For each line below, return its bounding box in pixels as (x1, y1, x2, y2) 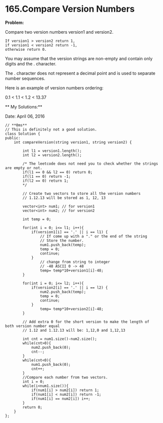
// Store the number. (40, 238, 84, 243)
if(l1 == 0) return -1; (22, 174, 71, 179)
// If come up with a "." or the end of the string (40, 233, 147, 239)
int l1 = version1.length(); (22, 148, 82, 153)
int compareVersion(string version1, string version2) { (14, 140, 132, 145)
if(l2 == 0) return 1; (22, 178, 69, 183)
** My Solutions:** (5, 104, 42, 109)
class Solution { (5, 131, 41, 136)
